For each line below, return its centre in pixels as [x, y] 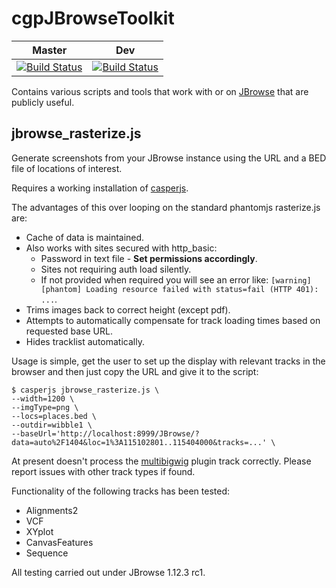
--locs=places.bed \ [54, 416]
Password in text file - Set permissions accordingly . [149, 258]
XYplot [39, 531]
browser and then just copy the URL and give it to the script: [135, 371]
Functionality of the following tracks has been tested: [120, 491]
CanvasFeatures [59, 542]
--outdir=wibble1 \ [52, 425]
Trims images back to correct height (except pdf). [128, 309]
